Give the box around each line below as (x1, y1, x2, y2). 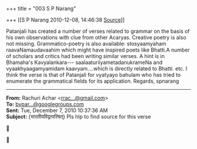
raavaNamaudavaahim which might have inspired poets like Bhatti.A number (6, 46, 191, 53)
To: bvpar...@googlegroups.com (6, 101, 84, 107)
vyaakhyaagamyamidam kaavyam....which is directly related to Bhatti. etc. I (6, 65, 188, 72)
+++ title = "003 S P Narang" (6, 5, 76, 12)
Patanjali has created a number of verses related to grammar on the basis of (6, 28, 190, 35)
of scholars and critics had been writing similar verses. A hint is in (6, 53, 165, 59)
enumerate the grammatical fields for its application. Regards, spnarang (6, 77, 179, 84)
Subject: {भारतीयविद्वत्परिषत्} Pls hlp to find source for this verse (6, 113, 151, 120)
